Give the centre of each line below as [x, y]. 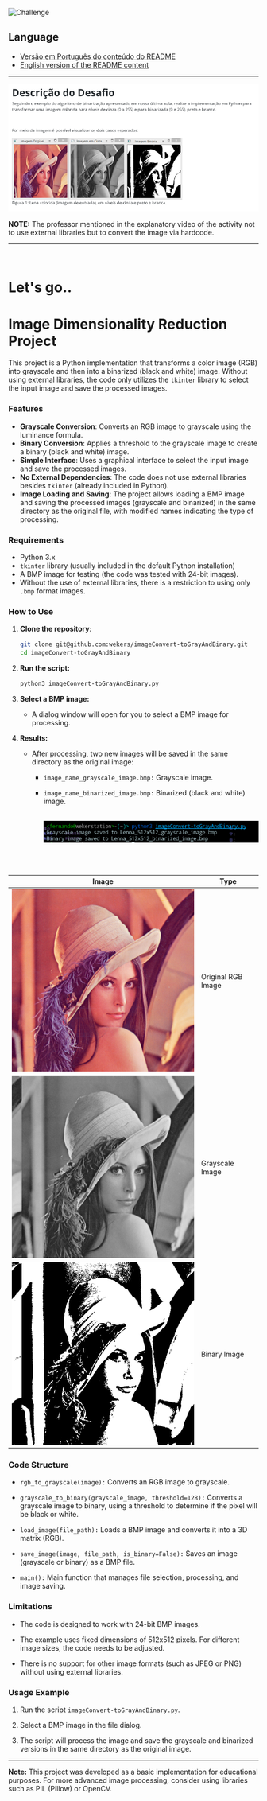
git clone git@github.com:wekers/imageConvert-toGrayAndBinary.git [133, 644]
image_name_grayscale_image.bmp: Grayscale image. [128, 777]
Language [34, 37]
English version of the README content [84, 64]
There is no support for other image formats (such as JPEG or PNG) [131, 1663]
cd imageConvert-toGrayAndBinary [75, 653]
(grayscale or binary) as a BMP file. [77, 1562]
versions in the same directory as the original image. [106, 1749]
